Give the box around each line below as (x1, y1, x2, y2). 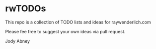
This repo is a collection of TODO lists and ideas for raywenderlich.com (5, 19, 151, 25)
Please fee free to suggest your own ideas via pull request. (5, 28, 126, 34)
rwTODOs (5, 3, 46, 14)
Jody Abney (5, 38, 30, 44)
